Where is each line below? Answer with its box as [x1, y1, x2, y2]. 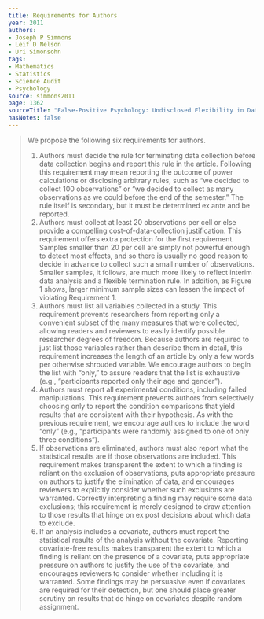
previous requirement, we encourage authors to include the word [38, 418, 250, 427]
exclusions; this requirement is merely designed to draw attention [38, 501, 251, 511]
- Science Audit [8, 77, 61, 85]
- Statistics [8, 70, 51, 78]
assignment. [38, 602, 79, 611]
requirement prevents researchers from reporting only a [38, 309, 220, 319]
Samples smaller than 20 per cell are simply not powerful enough [38, 242, 251, 252]
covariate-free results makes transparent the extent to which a [38, 543, 242, 553]
